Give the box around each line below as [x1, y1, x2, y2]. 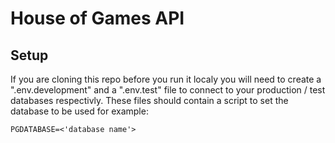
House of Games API [10, 7, 185, 30]
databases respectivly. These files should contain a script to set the [10, 95, 289, 106]
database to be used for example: [10, 105, 149, 117]
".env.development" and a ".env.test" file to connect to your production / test [10, 84, 326, 96]
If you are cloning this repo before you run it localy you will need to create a [10, 73, 322, 85]
